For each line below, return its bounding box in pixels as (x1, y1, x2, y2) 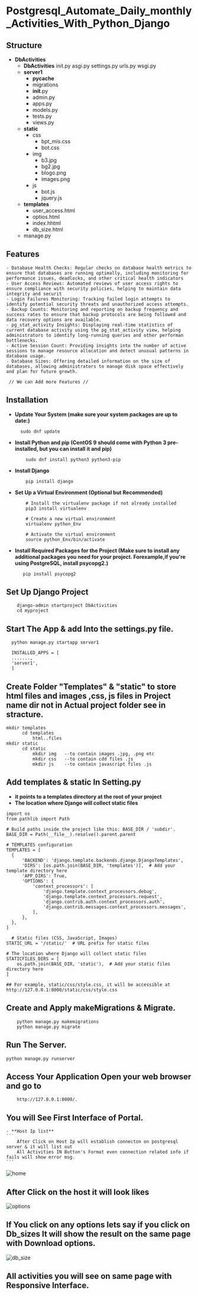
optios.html (32, 213, 60, 220)
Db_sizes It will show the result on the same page (6, 1229, 191, 1239)
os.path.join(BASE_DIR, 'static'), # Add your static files (17, 961, 170, 967)
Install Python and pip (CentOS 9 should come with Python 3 (14, 439, 167, 446)
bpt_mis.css (41, 138, 71, 144)
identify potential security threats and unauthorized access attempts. (6, 301, 189, 307)
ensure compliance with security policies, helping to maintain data (6, 285, 181, 291)
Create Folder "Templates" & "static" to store (6, 681, 177, 692)
